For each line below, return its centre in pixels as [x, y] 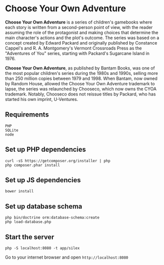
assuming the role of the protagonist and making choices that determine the [82, 32]
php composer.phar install [33, 165]
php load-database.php [28, 222]
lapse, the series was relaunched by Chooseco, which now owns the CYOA [81, 89]
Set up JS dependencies [43, 180]
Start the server [30, 237]
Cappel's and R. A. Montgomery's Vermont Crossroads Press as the [73, 48]
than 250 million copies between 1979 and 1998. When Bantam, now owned [81, 78]
